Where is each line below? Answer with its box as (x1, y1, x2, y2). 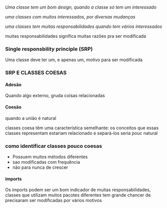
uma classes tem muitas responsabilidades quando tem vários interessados (5, 23, 163, 29)
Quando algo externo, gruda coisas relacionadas (5, 93, 105, 99)
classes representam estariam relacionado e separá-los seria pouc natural (5, 130, 158, 136)
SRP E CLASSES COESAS (5, 69, 67, 76)
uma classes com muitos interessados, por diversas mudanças (5, 14, 136, 19)
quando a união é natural (5, 115, 56, 121)
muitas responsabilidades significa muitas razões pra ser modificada (5, 33, 146, 39)
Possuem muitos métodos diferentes (12, 154, 88, 160)
